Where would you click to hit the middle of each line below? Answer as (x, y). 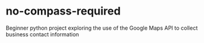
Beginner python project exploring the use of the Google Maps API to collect (102, 28)
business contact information (42, 34)
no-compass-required (63, 11)
